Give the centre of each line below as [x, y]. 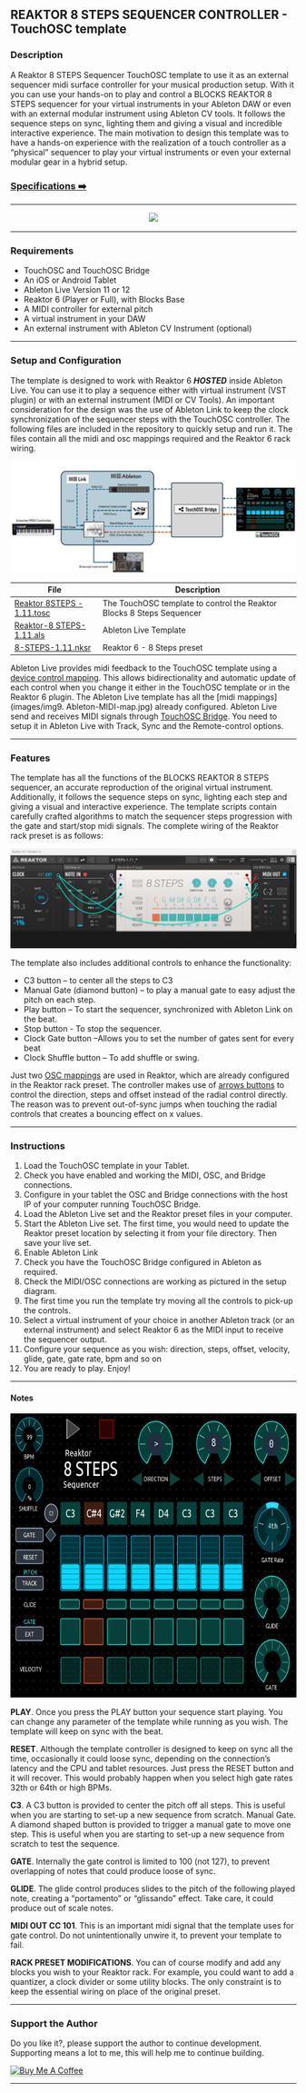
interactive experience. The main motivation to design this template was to [150, 133]
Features [30, 758]
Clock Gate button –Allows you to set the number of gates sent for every [158, 1039]
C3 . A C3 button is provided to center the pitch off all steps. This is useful [148, 1805]
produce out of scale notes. [62, 1908]
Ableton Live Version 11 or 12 [77, 290]
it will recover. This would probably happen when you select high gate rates [152, 1778]
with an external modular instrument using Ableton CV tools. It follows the [148, 114]
